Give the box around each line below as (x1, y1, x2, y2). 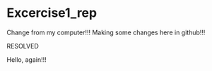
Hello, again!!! (6, 55, 47, 64)
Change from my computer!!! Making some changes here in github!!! (6, 28, 206, 37)
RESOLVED (6, 41, 40, 50)
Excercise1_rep (6, 5, 97, 21)
